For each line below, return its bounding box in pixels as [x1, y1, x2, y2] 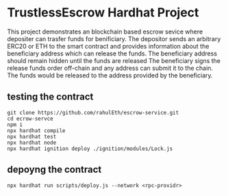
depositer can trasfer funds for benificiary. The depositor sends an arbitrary [7, 34, 221, 42]
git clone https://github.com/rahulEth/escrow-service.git [7, 109, 179, 116]
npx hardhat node [7, 139, 57, 146]
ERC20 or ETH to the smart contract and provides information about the [7, 42, 210, 50]
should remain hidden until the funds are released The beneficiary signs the [7, 56, 221, 64]
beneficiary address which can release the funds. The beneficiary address [7, 49, 218, 58]
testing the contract [7, 91, 94, 103]
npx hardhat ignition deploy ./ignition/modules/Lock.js [7, 145, 173, 152]
